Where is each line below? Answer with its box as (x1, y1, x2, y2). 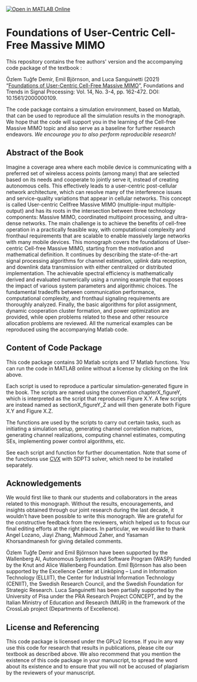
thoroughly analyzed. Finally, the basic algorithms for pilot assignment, (6, 300, 178, 308)
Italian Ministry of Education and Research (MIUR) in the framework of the (6, 599, 185, 606)
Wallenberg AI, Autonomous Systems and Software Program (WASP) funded (6, 556, 191, 563)
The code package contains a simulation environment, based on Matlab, (6, 106, 181, 113)
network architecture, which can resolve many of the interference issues (6, 188, 182, 195)
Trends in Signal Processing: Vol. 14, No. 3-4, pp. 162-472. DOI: (6, 88, 160, 95)
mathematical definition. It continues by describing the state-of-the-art (6, 250, 178, 258)
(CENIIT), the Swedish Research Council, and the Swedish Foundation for (6, 580, 184, 587)
